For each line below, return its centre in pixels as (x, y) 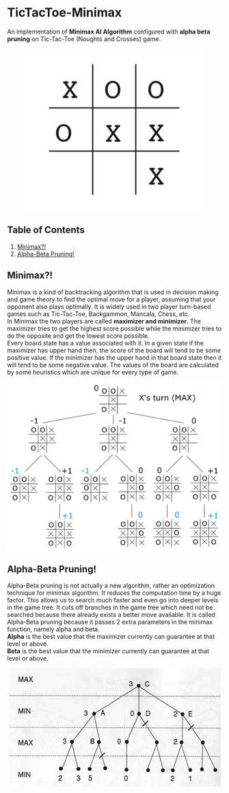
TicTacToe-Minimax (64, 13)
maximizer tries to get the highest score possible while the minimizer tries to (114, 328)
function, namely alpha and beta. (53, 629)
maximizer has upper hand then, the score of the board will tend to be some (114, 350)
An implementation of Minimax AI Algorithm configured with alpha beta (109, 32)
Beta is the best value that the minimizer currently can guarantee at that (108, 651)
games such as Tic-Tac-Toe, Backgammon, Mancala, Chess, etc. (98, 314)
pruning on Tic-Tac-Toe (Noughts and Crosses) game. (84, 38)
